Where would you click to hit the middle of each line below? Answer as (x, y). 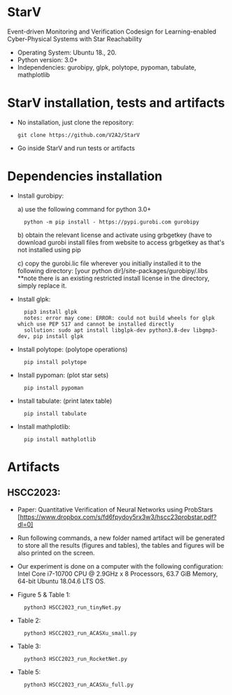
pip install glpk (58, 336)
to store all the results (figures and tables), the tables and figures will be (121, 545)
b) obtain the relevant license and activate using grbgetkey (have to (115, 235)
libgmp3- (205, 330)
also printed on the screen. (56, 553)
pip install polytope (56, 362)
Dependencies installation (85, 176)
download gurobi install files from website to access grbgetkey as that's (121, 242)
